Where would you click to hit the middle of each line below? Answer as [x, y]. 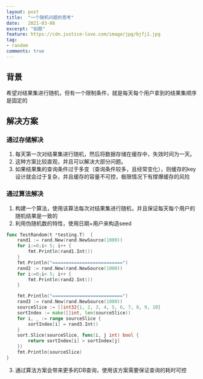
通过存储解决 [25, 139]
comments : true [25, 51]
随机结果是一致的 [36, 215]
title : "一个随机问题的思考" [40, 18]
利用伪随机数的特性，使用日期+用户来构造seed [73, 223]
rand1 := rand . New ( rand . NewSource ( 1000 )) [70, 240]
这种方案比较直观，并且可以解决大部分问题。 [71, 162]
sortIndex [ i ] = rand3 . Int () [63, 324]
